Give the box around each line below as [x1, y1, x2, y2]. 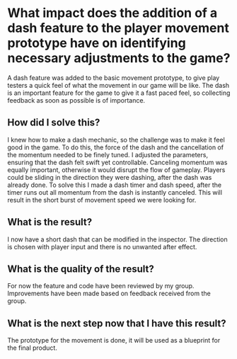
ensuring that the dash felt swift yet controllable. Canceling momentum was [7, 158, 228, 166]
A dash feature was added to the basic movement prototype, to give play [7, 73, 220, 82]
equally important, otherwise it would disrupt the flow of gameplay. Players [7, 165, 226, 174]
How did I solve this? [7, 117, 100, 129]
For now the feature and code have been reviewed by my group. [7, 282, 195, 290]
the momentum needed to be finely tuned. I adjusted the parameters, [7, 150, 209, 159]
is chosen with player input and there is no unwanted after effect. [7, 242, 197, 251]
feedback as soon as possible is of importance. [7, 96, 146, 104]
